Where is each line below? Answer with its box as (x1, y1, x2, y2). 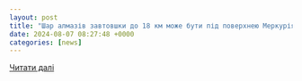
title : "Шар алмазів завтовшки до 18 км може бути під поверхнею (9, 21, 259, 30)
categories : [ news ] (9, 37, 83, 47)
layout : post (9, 12, 58, 22)
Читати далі (9, 62, 55, 73)
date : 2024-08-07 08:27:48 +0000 (9, 29, 135, 38)
